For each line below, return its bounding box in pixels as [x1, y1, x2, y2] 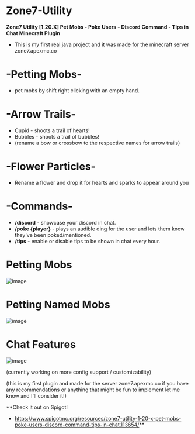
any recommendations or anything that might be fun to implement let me [6, 386, 180, 393]
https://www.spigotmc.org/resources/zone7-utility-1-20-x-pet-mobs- [14, 415, 182, 422]
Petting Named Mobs [6, 298, 110, 311]
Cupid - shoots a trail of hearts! [14, 127, 90, 134]
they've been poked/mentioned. [14, 231, 92, 238]
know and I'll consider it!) [6, 392, 67, 399]
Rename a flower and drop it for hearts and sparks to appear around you [14, 179, 189, 186]
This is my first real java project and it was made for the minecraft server [14, 41, 190, 48]
